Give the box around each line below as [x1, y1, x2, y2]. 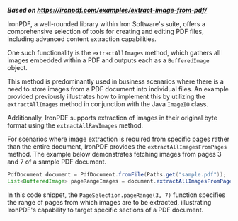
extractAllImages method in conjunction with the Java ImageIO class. [7, 100, 209, 108]
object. [7, 64, 28, 72]
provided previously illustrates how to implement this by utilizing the [7, 92, 206, 101]
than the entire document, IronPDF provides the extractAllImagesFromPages [7, 142, 227, 151]
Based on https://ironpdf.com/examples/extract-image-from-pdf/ [7, 6, 208, 14]
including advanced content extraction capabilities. [7, 35, 157, 43]
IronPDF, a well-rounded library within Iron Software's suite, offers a [7, 20, 206, 28]
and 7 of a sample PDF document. [7, 157, 107, 166]
